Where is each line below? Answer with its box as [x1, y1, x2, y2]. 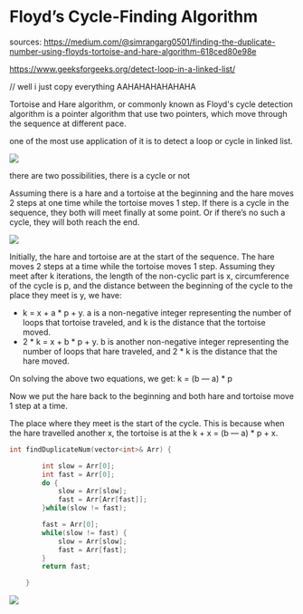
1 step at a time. [9, 400, 68, 411]
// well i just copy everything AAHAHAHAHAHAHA [9, 81, 196, 92]
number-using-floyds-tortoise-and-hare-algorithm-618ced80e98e [9, 45, 257, 56]
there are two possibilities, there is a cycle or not [9, 170, 191, 180]
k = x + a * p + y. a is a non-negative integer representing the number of [22, 307, 292, 318]
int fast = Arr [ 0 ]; [42, 470, 116, 479]
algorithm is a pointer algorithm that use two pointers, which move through [9, 108, 288, 119]
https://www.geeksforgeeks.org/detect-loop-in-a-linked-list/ [9, 63, 236, 74]
